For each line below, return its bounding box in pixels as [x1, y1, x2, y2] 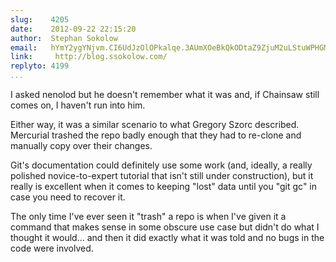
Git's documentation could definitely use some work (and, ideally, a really [10, 159, 313, 171]
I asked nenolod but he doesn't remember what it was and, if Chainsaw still [10, 89, 320, 100]
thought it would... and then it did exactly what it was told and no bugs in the [10, 232, 325, 243]
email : [10, 42, 38, 53]
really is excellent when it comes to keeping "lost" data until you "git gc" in [10, 181, 318, 192]
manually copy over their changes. [10, 140, 153, 151]
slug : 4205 [10, 14, 70, 25]
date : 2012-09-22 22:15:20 [10, 24, 137, 34]
